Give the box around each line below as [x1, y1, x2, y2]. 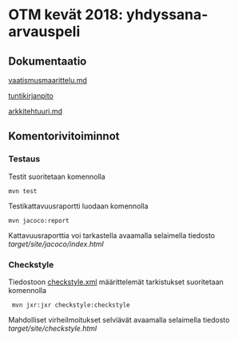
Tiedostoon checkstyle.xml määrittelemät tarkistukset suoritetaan [8, 277, 224, 287]
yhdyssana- [126, 6, 208, 24]
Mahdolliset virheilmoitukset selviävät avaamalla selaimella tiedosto [8, 315, 230, 324]
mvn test [8, 187, 38, 195]
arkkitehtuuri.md [8, 106, 62, 116]
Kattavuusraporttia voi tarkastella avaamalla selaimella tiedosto [8, 230, 216, 240]
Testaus [8, 153, 41, 165]
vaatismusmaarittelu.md [8, 76, 88, 85]
